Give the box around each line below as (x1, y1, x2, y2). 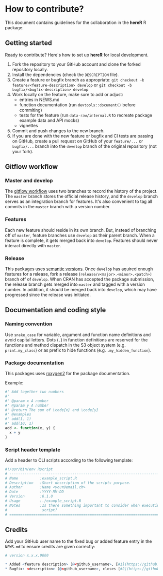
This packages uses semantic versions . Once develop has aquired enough (5, 266, 153, 272)
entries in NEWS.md (19, 97, 60, 102)
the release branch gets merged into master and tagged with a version (5, 281, 145, 287)
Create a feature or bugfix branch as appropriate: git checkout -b (12, 77, 145, 82)
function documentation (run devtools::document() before (19, 101, 136, 108)
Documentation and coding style (5, 306, 106, 314)
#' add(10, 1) (5, 421, 34, 426)
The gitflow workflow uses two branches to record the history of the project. (5, 188, 158, 194)
